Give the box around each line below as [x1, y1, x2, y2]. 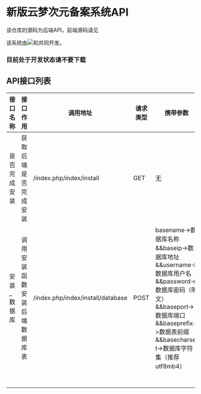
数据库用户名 [155, 269, 191, 277]
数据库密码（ [155, 286, 191, 294]
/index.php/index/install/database [33, 293, 127, 302]
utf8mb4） [155, 362, 186, 370]
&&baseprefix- [155, 319, 197, 327]
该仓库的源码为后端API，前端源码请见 [6, 26, 99, 34]
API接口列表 [6, 76, 51, 86]
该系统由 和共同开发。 [6, 39, 65, 46]
